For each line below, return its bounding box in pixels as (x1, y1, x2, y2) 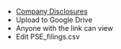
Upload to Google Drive (15, 15, 93, 24)
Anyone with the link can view (15, 24, 113, 32)
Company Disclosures (15, 7, 89, 16)
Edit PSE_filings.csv (15, 32, 81, 41)
